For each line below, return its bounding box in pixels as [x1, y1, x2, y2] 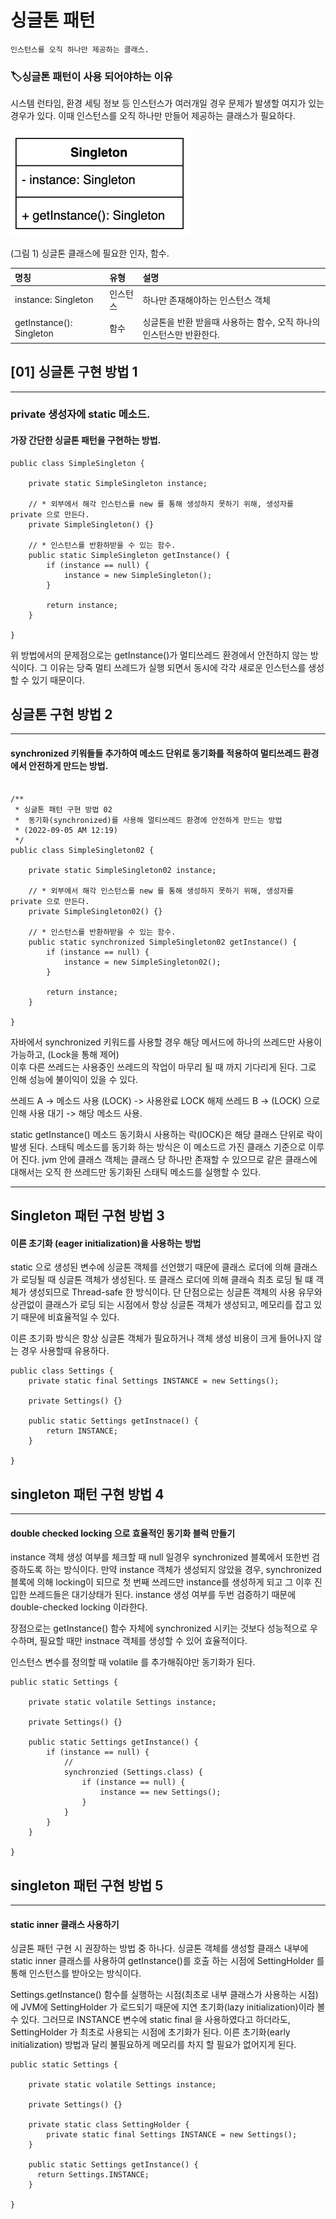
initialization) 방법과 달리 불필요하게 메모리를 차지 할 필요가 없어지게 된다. [10, 2039, 297, 2051]
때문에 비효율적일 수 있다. [20, 1311, 120, 1323]
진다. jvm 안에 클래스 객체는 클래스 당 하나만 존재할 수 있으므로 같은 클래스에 [20, 1153, 318, 1165]
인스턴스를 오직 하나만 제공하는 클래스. [10, 44, 150, 55]
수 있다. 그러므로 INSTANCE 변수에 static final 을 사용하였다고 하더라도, [10, 2014, 291, 2026]
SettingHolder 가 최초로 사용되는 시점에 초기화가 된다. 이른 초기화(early [10, 2026, 291, 2038]
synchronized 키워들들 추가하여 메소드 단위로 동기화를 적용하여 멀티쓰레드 [10, 747, 302, 760]
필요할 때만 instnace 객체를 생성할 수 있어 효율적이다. [39, 1635, 248, 1647]
